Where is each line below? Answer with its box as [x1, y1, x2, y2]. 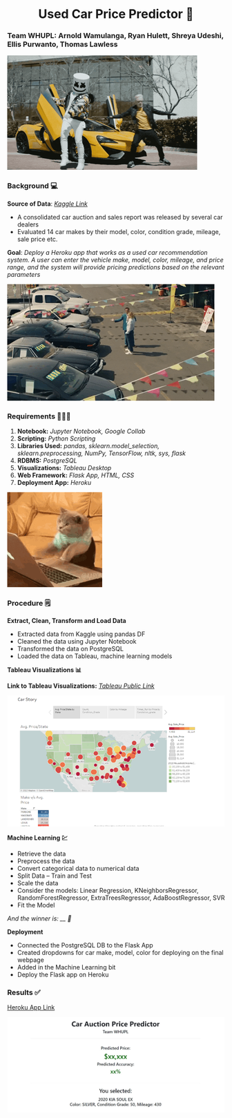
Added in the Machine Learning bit [17, 963, 116, 972]
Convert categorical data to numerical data [17, 865, 139, 873]
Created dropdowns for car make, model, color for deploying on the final [17, 949, 224, 957]
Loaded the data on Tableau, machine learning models [17, 652, 173, 660]
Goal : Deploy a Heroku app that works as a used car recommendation [7, 248, 209, 256]
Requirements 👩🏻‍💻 [7, 411, 71, 421]
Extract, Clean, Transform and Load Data [7, 617, 126, 625]
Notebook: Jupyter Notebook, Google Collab [17, 427, 146, 436]
